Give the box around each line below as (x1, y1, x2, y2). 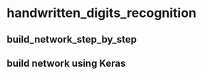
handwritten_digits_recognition (6, 5, 197, 21)
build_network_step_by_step (6, 33, 137, 45)
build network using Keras (6, 57, 126, 69)
